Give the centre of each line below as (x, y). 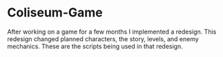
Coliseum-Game (55, 13)
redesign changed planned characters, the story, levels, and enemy (103, 38)
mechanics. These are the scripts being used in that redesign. (95, 46)
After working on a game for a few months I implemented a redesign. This (112, 32)
